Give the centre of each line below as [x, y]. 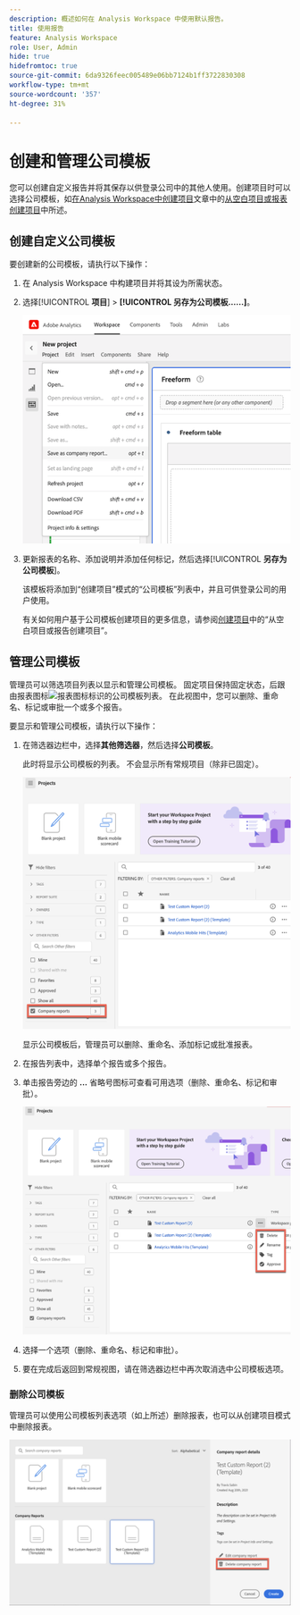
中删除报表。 [33, 1426]
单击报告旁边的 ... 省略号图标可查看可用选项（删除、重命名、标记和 [146, 1082]
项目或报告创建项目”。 [71, 631]
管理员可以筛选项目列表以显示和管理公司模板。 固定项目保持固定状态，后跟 [147, 685]
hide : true [29, 57]
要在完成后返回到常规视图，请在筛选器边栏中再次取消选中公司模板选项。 [155, 1368]
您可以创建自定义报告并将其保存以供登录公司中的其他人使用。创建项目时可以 [150, 188]
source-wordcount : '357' [55, 94]
